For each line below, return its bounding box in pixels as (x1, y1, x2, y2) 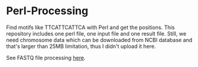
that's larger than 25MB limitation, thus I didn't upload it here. (6, 43, 156, 50)
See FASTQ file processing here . (6, 54, 86, 61)
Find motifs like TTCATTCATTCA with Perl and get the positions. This (6, 24, 175, 31)
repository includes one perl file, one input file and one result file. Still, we (6, 30, 187, 37)
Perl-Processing (6, 4, 89, 18)
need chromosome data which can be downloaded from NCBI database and (6, 36, 193, 43)
